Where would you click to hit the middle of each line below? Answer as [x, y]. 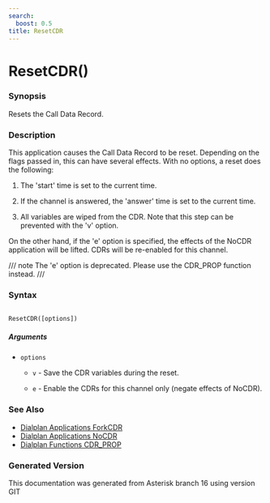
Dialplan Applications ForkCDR [71, 427]
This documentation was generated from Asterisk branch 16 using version [132, 484]
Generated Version [47, 465]
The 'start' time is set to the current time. [88, 185]
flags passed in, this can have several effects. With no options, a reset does [135, 161]
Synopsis [27, 96]
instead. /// [27, 274]
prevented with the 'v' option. [69, 226]
